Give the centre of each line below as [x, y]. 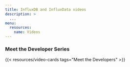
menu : [11, 23]
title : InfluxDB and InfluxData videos [46, 9]
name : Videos [27, 32]
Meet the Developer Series [37, 49]
